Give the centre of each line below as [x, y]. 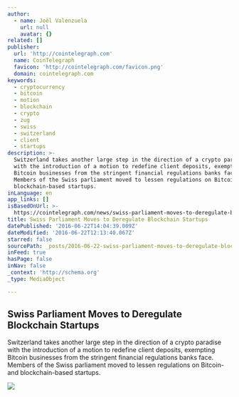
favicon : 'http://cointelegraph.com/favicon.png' [89, 67]
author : [19, 14]
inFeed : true [27, 253]
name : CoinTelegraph [44, 61]
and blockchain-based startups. [54, 373]
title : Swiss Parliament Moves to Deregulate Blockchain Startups [108, 220]
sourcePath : [25, 246]
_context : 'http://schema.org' [54, 272]
